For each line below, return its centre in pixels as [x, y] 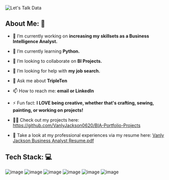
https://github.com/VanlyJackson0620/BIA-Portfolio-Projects [76, 125]
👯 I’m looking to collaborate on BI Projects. [57, 61]
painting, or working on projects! [48, 110]
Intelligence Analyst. [35, 41]
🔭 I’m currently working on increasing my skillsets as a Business [81, 36]
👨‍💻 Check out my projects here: [46, 120]
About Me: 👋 [25, 24]
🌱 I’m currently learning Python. [46, 51]
